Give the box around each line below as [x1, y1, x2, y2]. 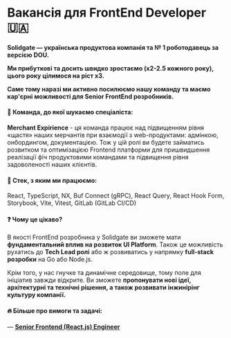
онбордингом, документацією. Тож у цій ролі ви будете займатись [7, 138, 205, 146]
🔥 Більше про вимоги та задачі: [7, 306, 102, 314]
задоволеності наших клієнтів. [7, 160, 98, 168]
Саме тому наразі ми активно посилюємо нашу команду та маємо [7, 84, 211, 93]
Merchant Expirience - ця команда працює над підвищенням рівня [7, 123, 205, 132]
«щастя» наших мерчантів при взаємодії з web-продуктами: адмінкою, [7, 130, 219, 139]
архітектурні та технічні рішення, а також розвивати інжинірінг [7, 283, 200, 292]
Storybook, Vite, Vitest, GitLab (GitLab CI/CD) [7, 199, 137, 207]
